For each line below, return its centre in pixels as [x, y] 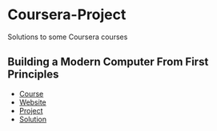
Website [33, 102]
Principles [33, 75]
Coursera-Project [67, 15]
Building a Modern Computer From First [108, 62]
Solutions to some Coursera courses [68, 37]
